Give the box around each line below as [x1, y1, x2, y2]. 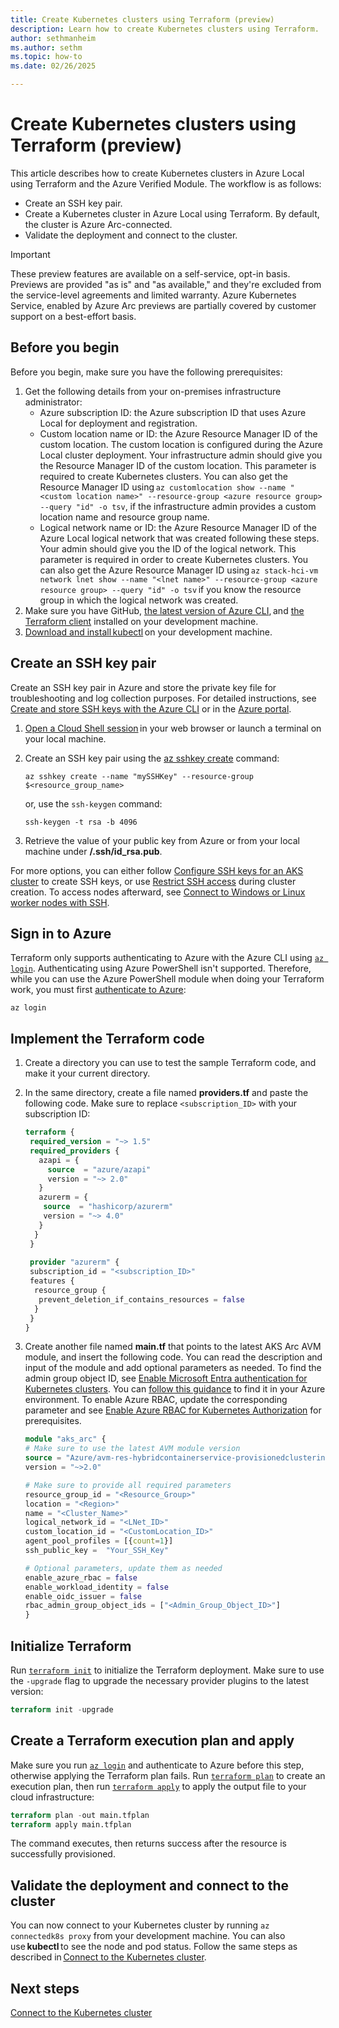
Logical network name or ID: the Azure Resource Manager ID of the [39, 521, 317, 533]
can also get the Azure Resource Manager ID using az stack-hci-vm [39, 564, 319, 576]
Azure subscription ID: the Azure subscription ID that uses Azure [39, 406, 307, 418]
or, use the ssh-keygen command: [24, 797, 163, 810]
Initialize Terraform [10, 1637, 132, 1655]
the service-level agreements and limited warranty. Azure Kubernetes [10, 289, 297, 301]
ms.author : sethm [10, 42, 83, 53]
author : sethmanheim [10, 33, 97, 43]
